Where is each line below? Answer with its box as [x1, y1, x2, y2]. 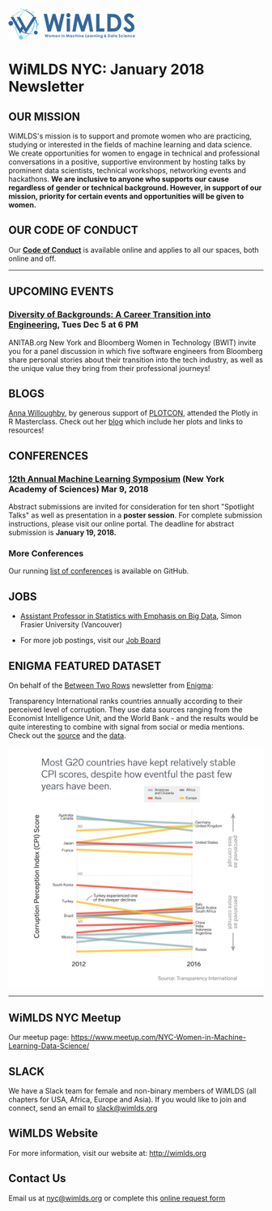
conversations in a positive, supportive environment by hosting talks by [8, 157, 246, 166]
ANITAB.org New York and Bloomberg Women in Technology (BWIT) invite [8, 337, 257, 348]
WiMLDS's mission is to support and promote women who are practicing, [8, 131, 253, 141]
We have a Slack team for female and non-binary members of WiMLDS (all [8, 1086, 257, 1095]
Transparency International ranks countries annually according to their [8, 696, 243, 706]
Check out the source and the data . [8, 730, 127, 740]
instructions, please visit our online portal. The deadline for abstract [8, 519, 235, 528]
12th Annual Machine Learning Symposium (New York [8, 473, 225, 484]
